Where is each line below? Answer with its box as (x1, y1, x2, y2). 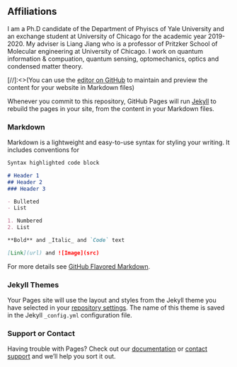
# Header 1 (7, 172, 40, 179)
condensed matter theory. (7, 62, 83, 70)
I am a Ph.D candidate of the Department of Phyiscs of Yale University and (7, 24, 224, 33)
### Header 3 (7, 185, 46, 192)
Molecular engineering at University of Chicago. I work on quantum (7, 47, 204, 55)
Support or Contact (7, 329, 76, 339)
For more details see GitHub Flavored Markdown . (7, 262, 151, 271)
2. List (7, 224, 30, 231)
